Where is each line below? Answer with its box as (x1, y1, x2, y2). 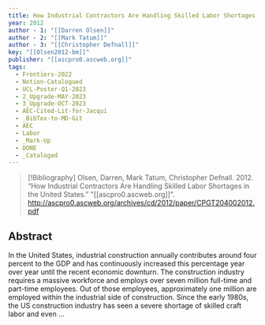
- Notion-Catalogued (15, 77, 83, 85)
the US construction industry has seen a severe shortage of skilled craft (8, 301, 242, 311)
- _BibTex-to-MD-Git (15, 115, 83, 123)
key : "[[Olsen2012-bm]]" (8, 48, 90, 56)
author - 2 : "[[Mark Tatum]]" (8, 33, 108, 42)
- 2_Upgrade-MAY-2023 (15, 93, 87, 100)
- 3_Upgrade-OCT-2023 (15, 100, 87, 108)
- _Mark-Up (15, 136, 51, 145)
